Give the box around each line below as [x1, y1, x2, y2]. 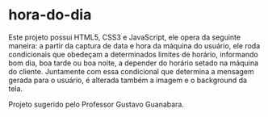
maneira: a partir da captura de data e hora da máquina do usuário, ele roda [8, 40, 261, 50]
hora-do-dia [8, 6, 92, 24]
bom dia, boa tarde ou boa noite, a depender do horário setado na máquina [8, 58, 259, 68]
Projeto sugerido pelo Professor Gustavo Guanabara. [8, 99, 184, 109]
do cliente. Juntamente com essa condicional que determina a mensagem [8, 66, 254, 76]
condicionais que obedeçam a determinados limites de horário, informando [8, 49, 258, 59]
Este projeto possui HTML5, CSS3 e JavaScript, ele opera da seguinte [8, 32, 241, 42]
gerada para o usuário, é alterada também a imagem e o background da [8, 75, 248, 85]
